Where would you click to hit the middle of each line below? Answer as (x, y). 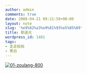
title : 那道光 (19, 33)
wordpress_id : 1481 (25, 37)
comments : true (21, 14)
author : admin (20, 10)
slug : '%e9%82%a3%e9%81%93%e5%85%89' (44, 28)
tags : (11, 42)
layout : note (19, 23)
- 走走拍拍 (15, 46)
